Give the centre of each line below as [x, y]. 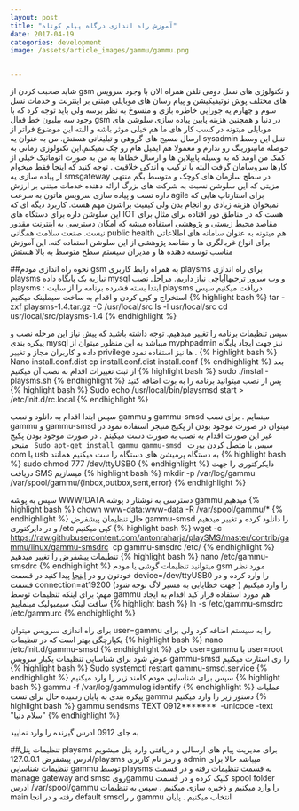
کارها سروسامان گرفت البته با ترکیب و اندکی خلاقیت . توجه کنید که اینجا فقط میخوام [149, 167]
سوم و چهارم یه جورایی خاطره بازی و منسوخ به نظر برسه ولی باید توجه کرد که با [143, 110]
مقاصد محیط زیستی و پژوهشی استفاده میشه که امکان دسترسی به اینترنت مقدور [144, 224]
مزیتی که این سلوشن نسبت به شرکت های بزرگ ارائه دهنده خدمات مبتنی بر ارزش [145, 186]
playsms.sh [31, 381]
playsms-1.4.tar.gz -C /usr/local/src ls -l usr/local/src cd [126, 306]
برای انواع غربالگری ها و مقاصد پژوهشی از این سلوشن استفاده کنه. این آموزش [140, 243]
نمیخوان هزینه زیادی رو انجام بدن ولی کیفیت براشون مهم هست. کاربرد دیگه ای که [144, 204]
